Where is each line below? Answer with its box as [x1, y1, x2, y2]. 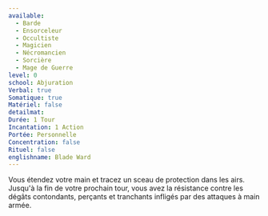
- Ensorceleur [15, 26, 62, 34]
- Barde [15, 19, 42, 27]
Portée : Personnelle [8, 130, 78, 138]
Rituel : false [8, 146, 56, 154]
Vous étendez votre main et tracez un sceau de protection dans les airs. [8, 175, 246, 185]
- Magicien [15, 42, 52, 50]
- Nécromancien [15, 49, 66, 57]
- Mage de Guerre [15, 64, 74, 72]
